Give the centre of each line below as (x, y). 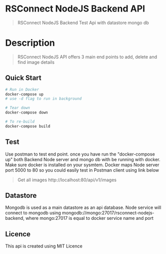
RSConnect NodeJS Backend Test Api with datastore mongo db (83, 23)
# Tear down (18, 108)
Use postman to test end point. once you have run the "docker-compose (80, 154)
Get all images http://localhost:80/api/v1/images (67, 180)
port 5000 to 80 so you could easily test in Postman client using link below (82, 170)
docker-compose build (28, 126)
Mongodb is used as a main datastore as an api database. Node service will (83, 208)
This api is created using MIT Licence (44, 246)
